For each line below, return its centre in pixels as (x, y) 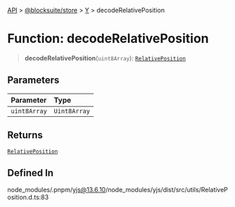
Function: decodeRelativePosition (108, 39)
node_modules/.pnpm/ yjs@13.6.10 (57, 190)
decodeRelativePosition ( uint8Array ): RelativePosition (105, 58)
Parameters (33, 80)
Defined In (31, 173)
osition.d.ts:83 (28, 197)
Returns (25, 136)
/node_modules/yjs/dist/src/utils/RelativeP (167, 190)
